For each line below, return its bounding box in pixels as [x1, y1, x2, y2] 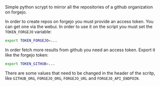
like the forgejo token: [5, 52, 48, 57]
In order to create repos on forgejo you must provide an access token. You [5, 19, 154, 24]
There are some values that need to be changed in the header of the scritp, [5, 70, 155, 76]
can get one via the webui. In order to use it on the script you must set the [5, 24, 153, 29]
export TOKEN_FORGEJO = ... [5, 38, 57, 43]
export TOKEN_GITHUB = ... [5, 61, 55, 66]
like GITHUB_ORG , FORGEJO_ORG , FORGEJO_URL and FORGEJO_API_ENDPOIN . [5, 75, 140, 81]
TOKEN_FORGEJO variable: [5, 29, 52, 34]
